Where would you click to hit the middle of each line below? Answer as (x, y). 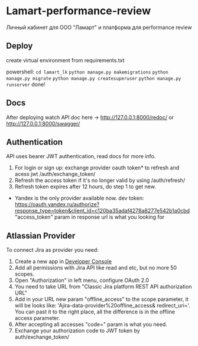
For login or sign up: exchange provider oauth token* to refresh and (97, 168)
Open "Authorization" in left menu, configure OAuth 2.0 (82, 280)
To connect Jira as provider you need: (52, 250)
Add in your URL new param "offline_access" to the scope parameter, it (102, 299)
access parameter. (37, 318)
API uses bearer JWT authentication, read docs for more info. (81, 156)
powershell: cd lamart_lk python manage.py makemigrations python (87, 72)
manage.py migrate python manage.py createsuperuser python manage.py (94, 78)
